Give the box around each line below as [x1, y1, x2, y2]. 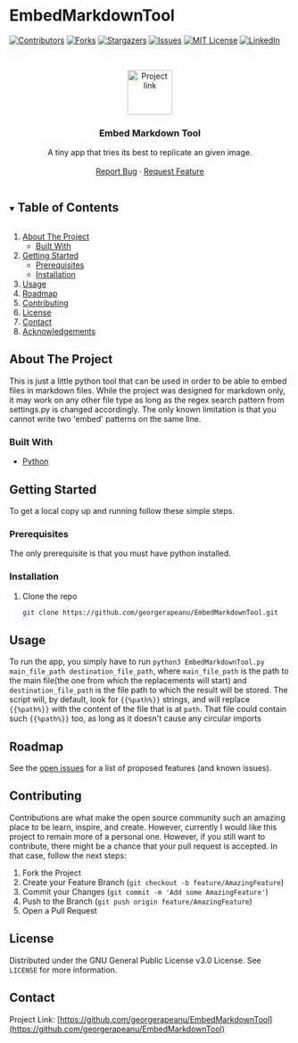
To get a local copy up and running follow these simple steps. [9, 505, 235, 516]
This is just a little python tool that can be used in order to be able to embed [9, 376, 287, 386]
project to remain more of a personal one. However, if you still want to [9, 831, 266, 841]
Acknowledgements [21, 327, 96, 337]
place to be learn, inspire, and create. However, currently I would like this [9, 822, 277, 832]
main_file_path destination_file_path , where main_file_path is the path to [9, 666, 289, 676]
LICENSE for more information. [9, 964, 118, 975]
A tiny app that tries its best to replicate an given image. [47, 147, 252, 158]
